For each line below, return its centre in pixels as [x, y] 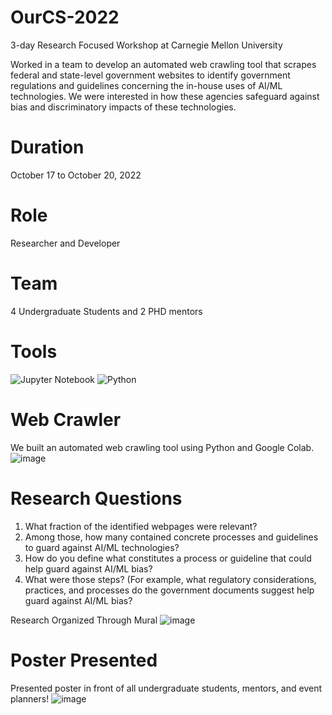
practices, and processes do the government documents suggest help [169, 590]
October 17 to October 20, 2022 [76, 175]
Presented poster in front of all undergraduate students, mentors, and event [166, 688]
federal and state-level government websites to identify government [150, 75]
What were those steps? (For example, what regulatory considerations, [170, 579]
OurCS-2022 [65, 17]
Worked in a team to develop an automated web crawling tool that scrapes [163, 64]
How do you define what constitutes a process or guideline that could [168, 558]
